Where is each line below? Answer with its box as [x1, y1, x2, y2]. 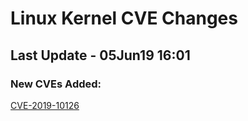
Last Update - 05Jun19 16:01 [10, 47, 191, 64]
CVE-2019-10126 [10, 99, 80, 111]
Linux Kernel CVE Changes [10, 7, 238, 30]
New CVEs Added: [10, 77, 102, 91]
